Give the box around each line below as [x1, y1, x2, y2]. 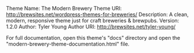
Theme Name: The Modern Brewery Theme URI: [6, 5, 122, 12]
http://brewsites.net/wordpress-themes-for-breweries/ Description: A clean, [6, 11, 189, 18]
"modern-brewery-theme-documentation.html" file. [6, 40, 130, 47]
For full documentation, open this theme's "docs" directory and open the [6, 35, 181, 41]
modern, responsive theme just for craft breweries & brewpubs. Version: [6, 17, 179, 24]
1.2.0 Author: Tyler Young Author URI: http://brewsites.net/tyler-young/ [6, 23, 176, 30]
